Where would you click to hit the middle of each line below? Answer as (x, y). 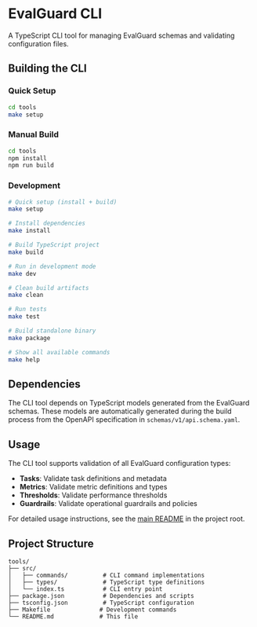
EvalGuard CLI (55, 14)
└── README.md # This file (73, 617)
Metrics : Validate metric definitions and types (93, 487)
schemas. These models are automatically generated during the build (120, 411)
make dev (22, 273)
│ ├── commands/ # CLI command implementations (107, 576)
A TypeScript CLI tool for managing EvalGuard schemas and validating (121, 35)
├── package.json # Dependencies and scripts (101, 596)
